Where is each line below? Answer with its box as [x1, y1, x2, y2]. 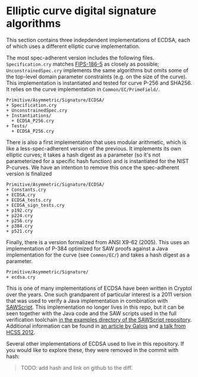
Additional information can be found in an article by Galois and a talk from [6, 322, 186, 330]
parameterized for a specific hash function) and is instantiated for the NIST [6, 157, 189, 164]
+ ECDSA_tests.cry [6, 197, 52, 203]
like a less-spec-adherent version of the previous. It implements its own [6, 145, 181, 152]
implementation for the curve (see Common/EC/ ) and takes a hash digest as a [6, 251, 190, 258]
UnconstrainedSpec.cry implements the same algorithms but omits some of [6, 66, 189, 74]
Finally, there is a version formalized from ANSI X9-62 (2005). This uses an [6, 238, 190, 245]
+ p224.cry [6, 212, 33, 219]
